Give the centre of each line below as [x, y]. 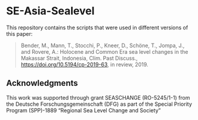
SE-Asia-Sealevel [50, 11]
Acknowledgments [42, 83]
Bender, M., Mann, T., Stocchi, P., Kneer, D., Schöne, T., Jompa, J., [103, 45]
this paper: [19, 33]
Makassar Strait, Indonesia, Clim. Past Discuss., [79, 58]
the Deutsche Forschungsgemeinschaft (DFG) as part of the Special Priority [99, 104]
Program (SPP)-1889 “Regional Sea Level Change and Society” [83, 110]
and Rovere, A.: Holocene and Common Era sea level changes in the [104, 51]
